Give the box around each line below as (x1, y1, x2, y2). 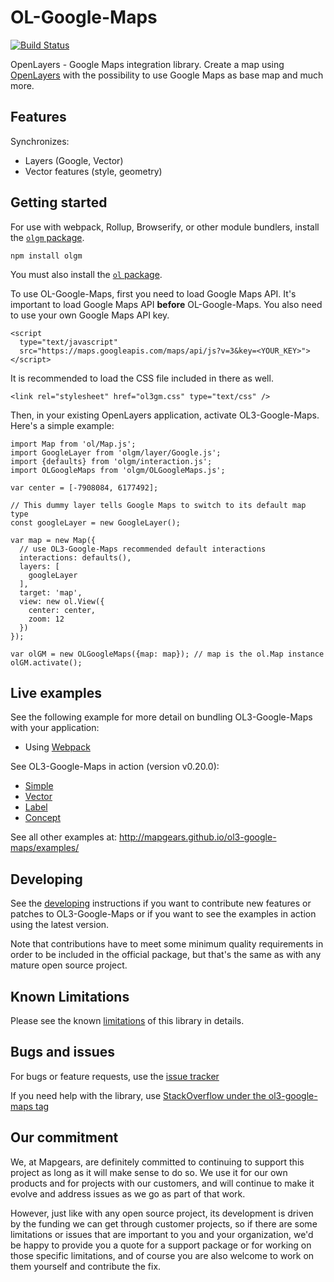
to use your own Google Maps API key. (10, 309, 170, 321)
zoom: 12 (28, 614, 65, 624)
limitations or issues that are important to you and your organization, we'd (10, 1228, 314, 1240)
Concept (24, 812, 62, 824)
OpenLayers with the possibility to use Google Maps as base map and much (10, 69, 324, 81)
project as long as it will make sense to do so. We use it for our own (10, 1166, 288, 1178)
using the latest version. (10, 919, 110, 931)
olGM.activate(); (10, 657, 83, 668)
